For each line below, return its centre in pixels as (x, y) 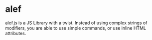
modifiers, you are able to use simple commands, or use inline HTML (76, 28)
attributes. (16, 33)
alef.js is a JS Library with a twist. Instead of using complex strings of (76, 23)
